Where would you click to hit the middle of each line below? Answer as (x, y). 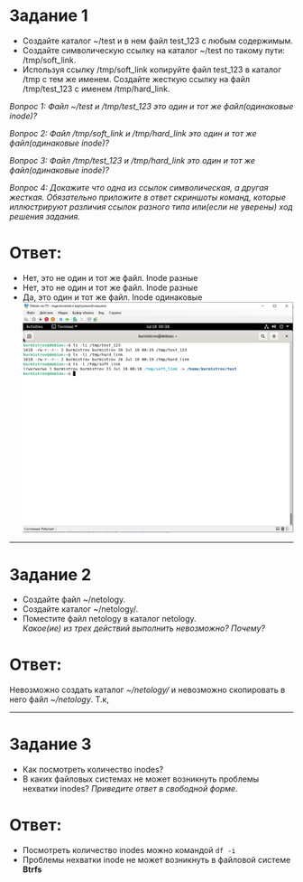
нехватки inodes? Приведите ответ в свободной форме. (130, 789)
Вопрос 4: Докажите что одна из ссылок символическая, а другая (139, 187)
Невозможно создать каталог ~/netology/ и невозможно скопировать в (147, 690)
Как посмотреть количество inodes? (93, 770)
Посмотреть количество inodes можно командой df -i (129, 850)
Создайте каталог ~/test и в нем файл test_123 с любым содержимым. (157, 41)
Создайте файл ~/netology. (74, 600)
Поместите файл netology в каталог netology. (109, 619)
